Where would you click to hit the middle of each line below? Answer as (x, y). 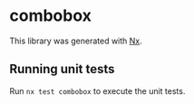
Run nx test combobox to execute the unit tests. (97, 90)
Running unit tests (62, 69)
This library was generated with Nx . (76, 41)
